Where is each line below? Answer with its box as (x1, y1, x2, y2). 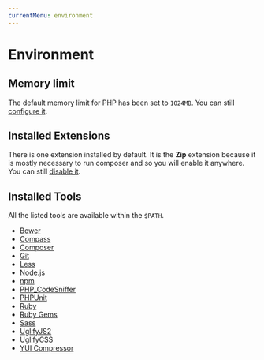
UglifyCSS (19, 335, 54, 344)
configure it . (8, 106, 48, 115)
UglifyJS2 (19, 327, 52, 336)
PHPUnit (19, 293, 47, 302)
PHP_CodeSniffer (19, 285, 76, 294)
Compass (19, 234, 51, 244)
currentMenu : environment (8, 11, 93, 20)
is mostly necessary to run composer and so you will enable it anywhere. (8, 159, 245, 168)
